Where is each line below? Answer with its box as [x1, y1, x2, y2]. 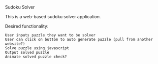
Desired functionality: [5, 23, 49, 29]
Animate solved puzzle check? [5, 54, 67, 59]
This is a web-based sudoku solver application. [5, 14, 101, 19]
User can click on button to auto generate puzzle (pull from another [5, 37, 153, 42]
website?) [5, 41, 26, 46]
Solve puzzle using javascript [5, 46, 69, 51]
